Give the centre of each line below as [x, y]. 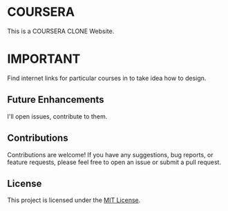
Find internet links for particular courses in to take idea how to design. [107, 78]
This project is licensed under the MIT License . [74, 200]
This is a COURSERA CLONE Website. [61, 31]
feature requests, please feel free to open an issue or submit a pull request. [114, 162]
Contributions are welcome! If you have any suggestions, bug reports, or [110, 154]
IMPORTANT [44, 59]
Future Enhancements [56, 100]
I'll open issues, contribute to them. [57, 116]
